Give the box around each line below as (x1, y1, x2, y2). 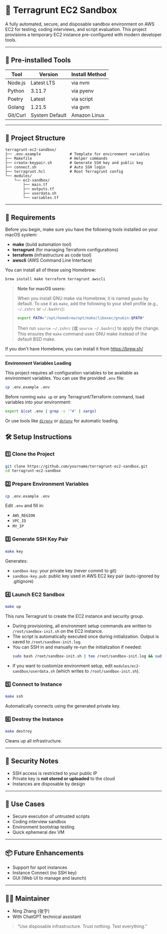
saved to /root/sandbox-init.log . (12, 638, 82, 645)
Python (7, 87, 25, 94)
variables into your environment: (5, 399, 72, 405)
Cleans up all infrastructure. (5, 738, 62, 744)
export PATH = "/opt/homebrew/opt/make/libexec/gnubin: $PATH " (17, 316, 145, 321)
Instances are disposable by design (12, 780, 85, 787)
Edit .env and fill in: (5, 503, 45, 509)
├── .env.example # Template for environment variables (5, 152, 150, 157)
